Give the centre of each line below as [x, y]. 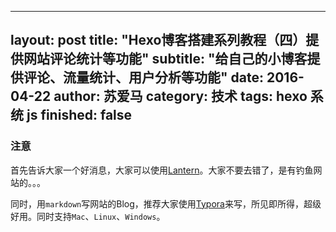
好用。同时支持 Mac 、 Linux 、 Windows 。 [88, 216]
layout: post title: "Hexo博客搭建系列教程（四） [158, 40]
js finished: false [79, 115]
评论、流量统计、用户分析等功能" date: [143, 77]
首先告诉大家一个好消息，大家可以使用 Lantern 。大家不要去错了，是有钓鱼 [162, 170]
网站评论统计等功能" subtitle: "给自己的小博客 [165, 59]
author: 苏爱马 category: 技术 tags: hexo [180, 96]
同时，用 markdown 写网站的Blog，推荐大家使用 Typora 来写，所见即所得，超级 [166, 203]
